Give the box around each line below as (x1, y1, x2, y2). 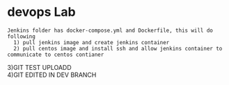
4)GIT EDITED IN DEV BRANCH (7, 70, 97, 79)
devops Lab (7, 4, 76, 20)
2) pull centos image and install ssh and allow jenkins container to (13, 45, 223, 52)
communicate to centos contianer (7, 51, 104, 58)
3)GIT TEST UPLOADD (7, 63, 72, 71)
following (7, 32, 36, 40)
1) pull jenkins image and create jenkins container (13, 39, 170, 46)
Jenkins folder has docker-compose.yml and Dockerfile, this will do (7, 27, 214, 34)
